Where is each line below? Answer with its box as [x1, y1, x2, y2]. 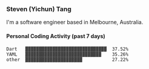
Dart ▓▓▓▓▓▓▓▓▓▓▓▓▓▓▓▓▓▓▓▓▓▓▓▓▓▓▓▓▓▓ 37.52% [6, 46, 129, 52]
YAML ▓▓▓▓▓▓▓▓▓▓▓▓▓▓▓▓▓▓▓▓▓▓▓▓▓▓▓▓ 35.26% [6, 51, 129, 57]
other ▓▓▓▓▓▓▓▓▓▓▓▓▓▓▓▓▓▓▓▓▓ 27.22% [6, 56, 129, 62]
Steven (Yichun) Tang [6, 5, 71, 13]
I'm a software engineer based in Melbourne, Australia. [6, 19, 144, 26]
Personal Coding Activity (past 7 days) [6, 32, 106, 39]
